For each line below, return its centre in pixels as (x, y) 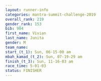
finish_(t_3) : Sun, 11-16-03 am (39, 61)
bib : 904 (14, 29)
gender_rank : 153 (23, 24)
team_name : (17, 47)
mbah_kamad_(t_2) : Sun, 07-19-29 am (44, 57)
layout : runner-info (27, 10)
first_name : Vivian (26, 33)
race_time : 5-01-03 (26, 66)
